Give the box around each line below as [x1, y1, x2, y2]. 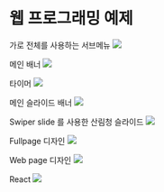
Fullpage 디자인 [9, 135, 66, 146]
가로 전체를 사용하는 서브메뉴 [9, 40, 111, 50]
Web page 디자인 [9, 154, 72, 165]
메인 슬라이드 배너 [9, 96, 72, 108]
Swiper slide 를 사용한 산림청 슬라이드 [9, 116, 144, 127]
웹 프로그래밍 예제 [9, 8, 133, 29]
